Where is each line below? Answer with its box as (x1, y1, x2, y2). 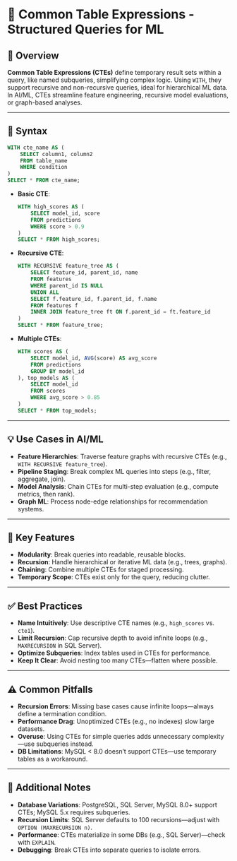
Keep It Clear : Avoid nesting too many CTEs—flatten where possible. (17, 656, 218, 665)
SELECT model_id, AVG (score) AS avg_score (30, 355, 157, 362)
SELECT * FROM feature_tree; (17, 321, 104, 329)
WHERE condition (20, 164, 68, 171)
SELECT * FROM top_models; (17, 407, 97, 414)
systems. (17, 504, 44, 513)
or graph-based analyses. (7, 98, 83, 107)
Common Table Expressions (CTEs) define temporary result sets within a (7, 69, 221, 76)
